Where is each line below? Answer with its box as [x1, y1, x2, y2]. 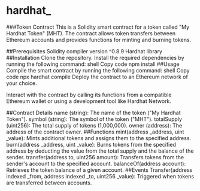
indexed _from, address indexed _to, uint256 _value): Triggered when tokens [6, 172, 195, 180]
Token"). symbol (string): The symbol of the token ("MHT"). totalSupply [6, 115, 183, 123]
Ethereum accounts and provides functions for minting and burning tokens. [6, 36, 192, 43]
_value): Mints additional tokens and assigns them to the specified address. [6, 134, 192, 141]
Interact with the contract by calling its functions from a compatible [6, 91, 172, 98]
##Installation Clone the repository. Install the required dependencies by [6, 54, 184, 61]
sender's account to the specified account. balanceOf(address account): [6, 160, 186, 167]
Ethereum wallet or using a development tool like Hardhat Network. [6, 97, 172, 105]
